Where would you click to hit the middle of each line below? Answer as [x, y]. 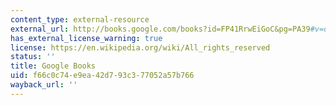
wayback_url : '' [44, 85]
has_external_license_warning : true [86, 38]
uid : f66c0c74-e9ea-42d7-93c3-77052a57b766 [102, 76]
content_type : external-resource [80, 19]
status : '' [33, 57]
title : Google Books [53, 66]
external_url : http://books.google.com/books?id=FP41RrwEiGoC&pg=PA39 [160, 29]
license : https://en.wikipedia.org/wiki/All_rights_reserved [140, 47]
